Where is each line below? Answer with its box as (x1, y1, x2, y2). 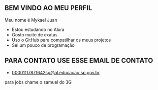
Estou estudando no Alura (11, 27, 64, 32)
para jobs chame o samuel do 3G (4, 79, 72, 85)
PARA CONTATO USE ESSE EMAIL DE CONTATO (4, 57, 153, 65)
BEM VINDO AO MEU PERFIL (4, 4, 92, 12)
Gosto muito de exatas (11, 31, 58, 37)
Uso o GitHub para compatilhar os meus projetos (11, 37, 111, 43)
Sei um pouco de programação (11, 42, 75, 48)
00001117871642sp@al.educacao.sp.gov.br (11, 69, 100, 75)
